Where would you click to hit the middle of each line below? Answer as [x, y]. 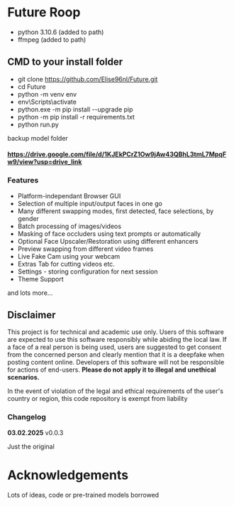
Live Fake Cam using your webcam [69, 256]
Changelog [27, 417]
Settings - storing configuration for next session [88, 271]
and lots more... [30, 293]
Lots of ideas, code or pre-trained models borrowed [83, 495]
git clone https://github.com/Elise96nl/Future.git [88, 79]
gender [28, 218]
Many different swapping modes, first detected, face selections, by [116, 211]
